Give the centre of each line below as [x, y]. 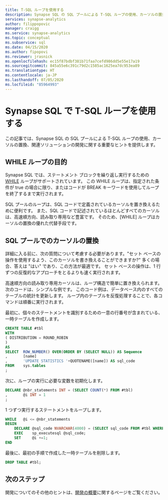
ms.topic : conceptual [28, 38]
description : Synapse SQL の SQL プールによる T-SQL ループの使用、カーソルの [82, 15]
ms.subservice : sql [25, 43]
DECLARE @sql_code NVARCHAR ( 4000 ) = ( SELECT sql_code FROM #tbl [82, 429]
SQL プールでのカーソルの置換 [52, 241]
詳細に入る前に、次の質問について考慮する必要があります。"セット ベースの [83, 254]
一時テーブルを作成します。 [33, 319]
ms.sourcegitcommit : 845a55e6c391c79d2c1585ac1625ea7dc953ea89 [72, 66]
